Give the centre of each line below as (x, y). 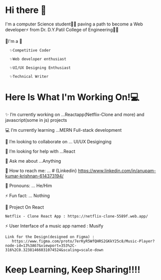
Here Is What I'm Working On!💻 (72, 97)
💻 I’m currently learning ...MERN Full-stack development (64, 130)
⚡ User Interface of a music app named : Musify (54, 226)
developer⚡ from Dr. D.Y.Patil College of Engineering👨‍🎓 (62, 29)
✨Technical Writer (29, 76)
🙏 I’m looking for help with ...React (40, 151)
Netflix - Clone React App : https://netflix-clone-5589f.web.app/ (77, 216)
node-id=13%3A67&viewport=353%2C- (41, 246)
